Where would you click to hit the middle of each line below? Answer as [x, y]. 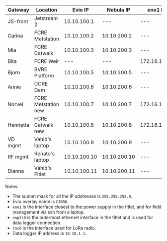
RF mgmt [18, 157]
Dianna [16, 171]
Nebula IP [119, 10]
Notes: [12, 186]
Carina [15, 36]
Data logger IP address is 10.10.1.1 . [49, 233]
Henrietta [19, 125]
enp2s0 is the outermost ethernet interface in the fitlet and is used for [83, 217]
